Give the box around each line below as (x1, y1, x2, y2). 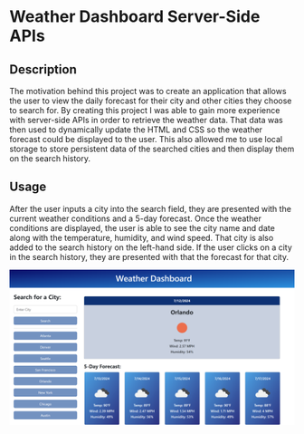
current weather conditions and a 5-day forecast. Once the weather (9, 213, 262, 224)
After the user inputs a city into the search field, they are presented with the (9, 203, 292, 214)
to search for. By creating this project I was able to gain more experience (9, 105, 280, 115)
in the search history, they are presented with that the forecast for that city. (9, 251, 290, 262)
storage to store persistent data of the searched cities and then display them (9, 143, 295, 154)
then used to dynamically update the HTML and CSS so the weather (9, 124, 263, 135)
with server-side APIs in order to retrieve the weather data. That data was (9, 115, 283, 125)
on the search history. (9, 153, 91, 164)
